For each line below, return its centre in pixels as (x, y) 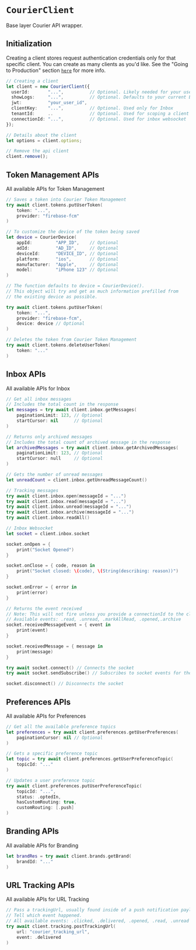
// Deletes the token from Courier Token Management (71, 340)
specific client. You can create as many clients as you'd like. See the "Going (97, 64)
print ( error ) (32, 593)
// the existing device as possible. (52, 297)
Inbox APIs (26, 374)
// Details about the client (41, 135)
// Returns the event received (44, 608)
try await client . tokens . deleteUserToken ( (58, 345)
